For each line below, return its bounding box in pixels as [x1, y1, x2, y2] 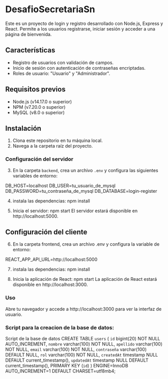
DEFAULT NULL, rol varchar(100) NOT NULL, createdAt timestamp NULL [5, 352, 158, 358]
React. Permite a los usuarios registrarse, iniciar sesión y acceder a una [5, 25, 155, 32]
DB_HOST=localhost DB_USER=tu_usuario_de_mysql [5, 182, 116, 189]
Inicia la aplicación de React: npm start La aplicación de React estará [12, 276, 157, 282]
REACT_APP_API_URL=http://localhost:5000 [5, 256, 98, 263]
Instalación [5, 124, 42, 133]
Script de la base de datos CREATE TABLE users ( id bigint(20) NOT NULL [5, 336, 160, 342]
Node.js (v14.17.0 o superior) [12, 98, 72, 105]
